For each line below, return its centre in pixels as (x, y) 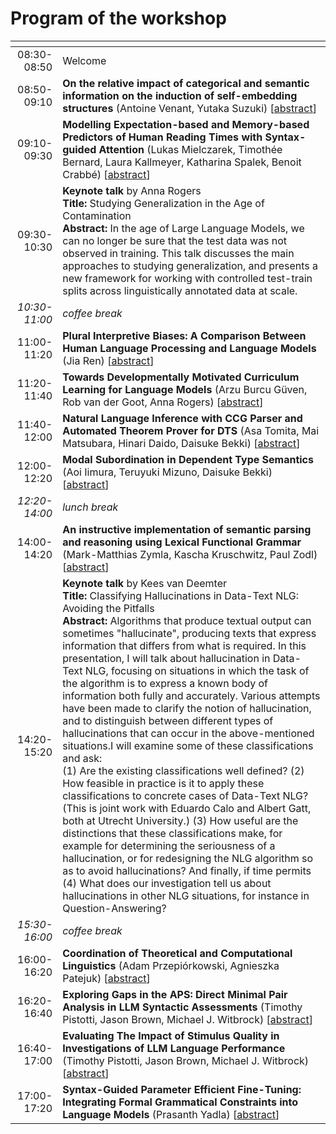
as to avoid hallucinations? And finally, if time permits (187, 870)
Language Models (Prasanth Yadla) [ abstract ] (171, 1114)
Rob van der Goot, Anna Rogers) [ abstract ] (163, 402)
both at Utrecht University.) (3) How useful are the (180, 820)
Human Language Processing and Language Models (189, 348)
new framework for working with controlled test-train (187, 278)
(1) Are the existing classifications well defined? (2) (183, 770)
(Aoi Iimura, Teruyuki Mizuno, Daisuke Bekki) (167, 472)
